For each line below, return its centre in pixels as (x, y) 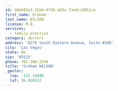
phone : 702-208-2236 (27, 62)
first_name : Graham (26, 15)
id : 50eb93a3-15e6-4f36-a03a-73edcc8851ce (50, 10)
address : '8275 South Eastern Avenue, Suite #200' (60, 43)
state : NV (16, 52)
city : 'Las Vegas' (24, 48)
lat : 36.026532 (26, 80)
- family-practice (29, 33)
